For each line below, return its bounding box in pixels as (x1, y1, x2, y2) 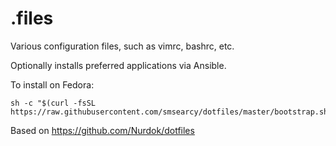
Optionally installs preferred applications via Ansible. (10, 59, 227, 71)
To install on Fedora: (10, 78, 95, 91)
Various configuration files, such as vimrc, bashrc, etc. (10, 40, 235, 52)
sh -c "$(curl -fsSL (10, 98, 97, 108)
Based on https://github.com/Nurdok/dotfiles (10, 124, 195, 136)
